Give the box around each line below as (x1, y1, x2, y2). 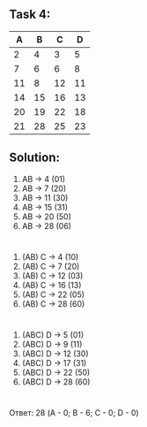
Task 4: (9, 7, 51, 22)
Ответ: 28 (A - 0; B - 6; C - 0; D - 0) (9, 408, 139, 418)
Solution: (9, 150, 60, 165)
